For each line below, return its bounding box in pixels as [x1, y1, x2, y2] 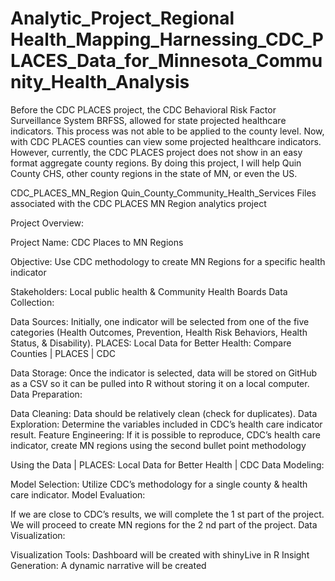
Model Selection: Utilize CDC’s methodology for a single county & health [10, 478, 308, 490]
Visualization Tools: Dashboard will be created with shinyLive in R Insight [10, 548, 310, 561]
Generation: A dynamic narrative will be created [10, 559, 207, 571]
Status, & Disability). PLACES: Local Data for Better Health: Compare [10, 337, 292, 349]
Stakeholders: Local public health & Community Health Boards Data [10, 285, 288, 297]
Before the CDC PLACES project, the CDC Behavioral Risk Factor [10, 103, 277, 116]
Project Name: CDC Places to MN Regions [10, 236, 184, 248]
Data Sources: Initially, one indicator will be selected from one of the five [10, 315, 310, 327]
